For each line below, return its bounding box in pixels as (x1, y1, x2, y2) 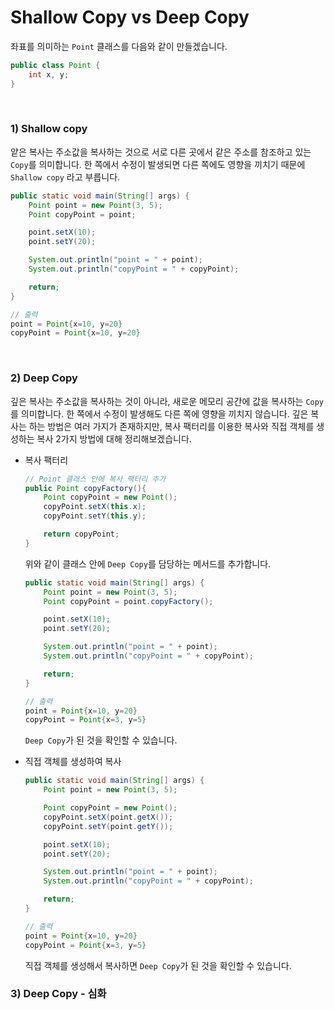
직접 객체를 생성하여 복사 (24, 756, 122, 768)
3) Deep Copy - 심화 (10, 987, 107, 1001)
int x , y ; (28, 69, 70, 80)
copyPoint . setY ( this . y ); (43, 511, 147, 521)
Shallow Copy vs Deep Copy (10, 6, 250, 29)
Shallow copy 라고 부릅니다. (10, 171, 121, 183)
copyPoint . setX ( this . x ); (43, 502, 147, 512)
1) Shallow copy (10, 122, 88, 136)
